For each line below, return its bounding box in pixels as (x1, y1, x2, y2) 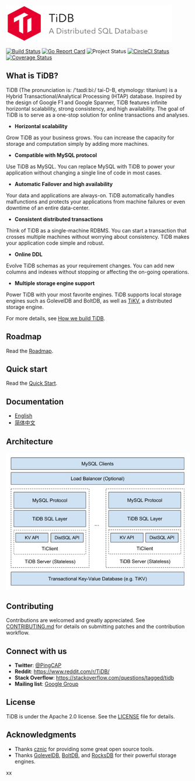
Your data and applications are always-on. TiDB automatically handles (6, 191, 175, 198)
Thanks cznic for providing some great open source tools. (14, 745, 154, 752)
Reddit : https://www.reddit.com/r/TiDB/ (14, 668, 110, 675)
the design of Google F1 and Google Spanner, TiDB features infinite (6, 99, 168, 106)
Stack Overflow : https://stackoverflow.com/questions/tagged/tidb (14, 674, 174, 681)
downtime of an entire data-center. (6, 204, 90, 211)
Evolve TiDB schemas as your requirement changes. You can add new (6, 262, 175, 269)
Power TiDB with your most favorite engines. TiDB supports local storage (6, 291, 182, 298)
